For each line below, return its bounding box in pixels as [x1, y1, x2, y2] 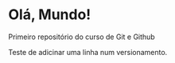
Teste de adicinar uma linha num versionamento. [8, 47, 168, 57]
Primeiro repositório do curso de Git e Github [8, 32, 155, 41]
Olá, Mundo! [8, 6, 91, 24]
